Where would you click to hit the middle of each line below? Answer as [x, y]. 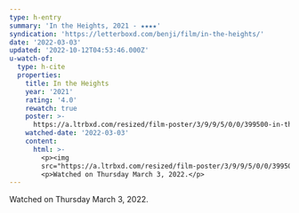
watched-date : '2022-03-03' [77, 133]
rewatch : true [51, 108]
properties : [40, 75]
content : [41, 141]
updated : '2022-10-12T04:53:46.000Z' [79, 51]
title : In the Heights [67, 83]
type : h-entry [36, 17]
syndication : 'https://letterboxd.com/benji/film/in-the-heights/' [137, 34]
